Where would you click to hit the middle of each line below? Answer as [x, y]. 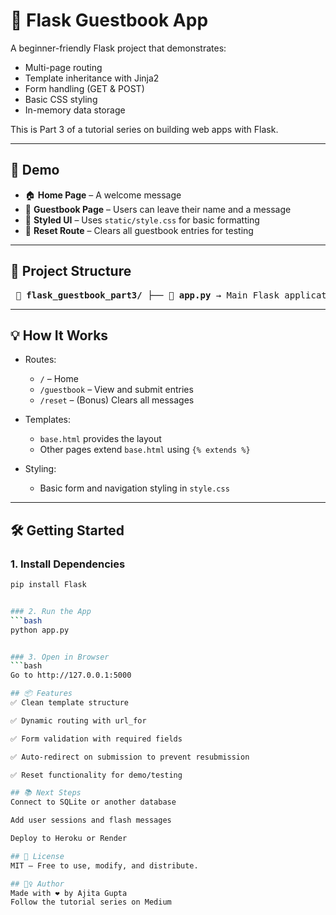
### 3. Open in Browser [60, 657]
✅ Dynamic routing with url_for [78, 720]
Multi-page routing [63, 67]
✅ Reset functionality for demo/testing [96, 775]
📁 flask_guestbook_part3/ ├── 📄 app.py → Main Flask [147, 295]
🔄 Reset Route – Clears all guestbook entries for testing [139, 230]
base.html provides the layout [100, 439]
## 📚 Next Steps [46, 793]
